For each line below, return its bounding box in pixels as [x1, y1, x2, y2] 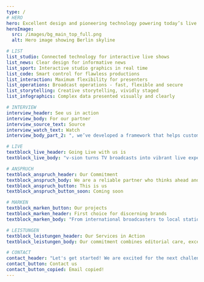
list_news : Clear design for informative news [6, 59, 126, 66]
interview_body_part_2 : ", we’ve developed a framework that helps [6, 132, 181, 139]
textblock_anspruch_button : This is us [6, 183, 107, 189]
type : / [6, 9, 26, 15]
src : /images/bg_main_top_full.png [12, 32, 102, 38]
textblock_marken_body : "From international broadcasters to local [6, 216, 181, 222]
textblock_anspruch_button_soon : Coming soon [6, 188, 123, 194]
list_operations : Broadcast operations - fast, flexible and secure [6, 82, 183, 88]
